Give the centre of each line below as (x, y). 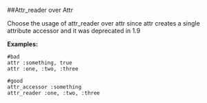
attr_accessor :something (44, 87)
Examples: (22, 44)
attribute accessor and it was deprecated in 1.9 (74, 31)
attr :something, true (40, 63)
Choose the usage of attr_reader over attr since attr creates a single (103, 23)
